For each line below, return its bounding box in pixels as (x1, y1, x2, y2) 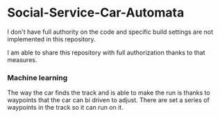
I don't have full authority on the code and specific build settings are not (7, 28, 214, 36)
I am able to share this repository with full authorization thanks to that (7, 48, 206, 57)
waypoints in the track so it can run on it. (7, 104, 124, 112)
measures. (7, 55, 37, 63)
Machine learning (7, 72, 68, 82)
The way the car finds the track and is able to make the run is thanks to (7, 88, 210, 97)
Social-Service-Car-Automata (7, 5, 185, 21)
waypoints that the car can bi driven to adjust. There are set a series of (7, 96, 210, 104)
